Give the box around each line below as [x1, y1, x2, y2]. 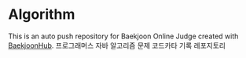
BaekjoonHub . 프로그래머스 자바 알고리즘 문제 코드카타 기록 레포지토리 [8, 41, 226, 50]
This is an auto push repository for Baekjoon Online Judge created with [8, 31, 239, 41]
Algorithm [8, 5, 75, 24]
